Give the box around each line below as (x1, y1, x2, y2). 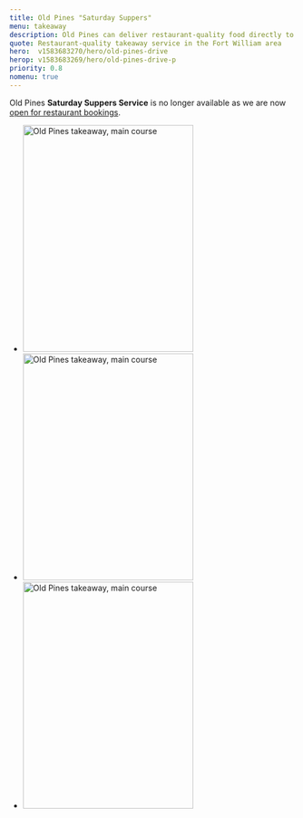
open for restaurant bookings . (9, 106, 121, 118)
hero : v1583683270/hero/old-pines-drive (9, 47, 169, 56)
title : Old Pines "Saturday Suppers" (9, 13, 152, 23)
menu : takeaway (9, 22, 67, 31)
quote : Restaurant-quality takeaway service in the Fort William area (9, 38, 282, 48)
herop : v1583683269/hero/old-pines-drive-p (9, 55, 177, 64)
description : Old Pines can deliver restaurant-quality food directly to (9, 30, 295, 39)
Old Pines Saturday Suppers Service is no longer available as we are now (9, 97, 287, 108)
